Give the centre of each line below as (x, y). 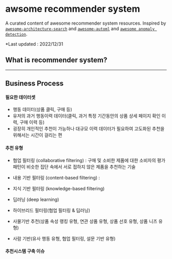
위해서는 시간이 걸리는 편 (37, 135)
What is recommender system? (56, 60)
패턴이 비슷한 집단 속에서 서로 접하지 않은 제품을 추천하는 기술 (74, 167)
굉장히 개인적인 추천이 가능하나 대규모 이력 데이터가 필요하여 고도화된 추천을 (89, 129)
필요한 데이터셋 (20, 97)
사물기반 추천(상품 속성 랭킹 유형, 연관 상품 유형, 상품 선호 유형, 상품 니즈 (85, 221)
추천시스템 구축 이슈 (25, 251)
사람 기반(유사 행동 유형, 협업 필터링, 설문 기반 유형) (64, 238)
